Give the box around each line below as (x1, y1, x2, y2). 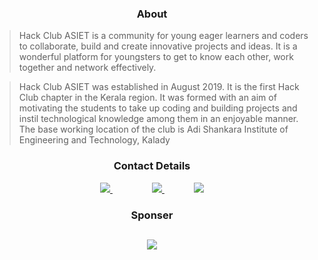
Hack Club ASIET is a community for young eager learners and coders (18, 30, 309, 42)
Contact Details (113, 159, 191, 173)
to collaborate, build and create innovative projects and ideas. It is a (18, 40, 298, 52)
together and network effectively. (18, 62, 157, 74)
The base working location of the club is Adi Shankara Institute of (18, 123, 289, 136)
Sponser (130, 208, 174, 222)
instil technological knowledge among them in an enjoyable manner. (18, 113, 299, 125)
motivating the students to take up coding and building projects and (18, 102, 298, 114)
